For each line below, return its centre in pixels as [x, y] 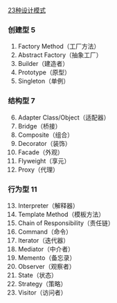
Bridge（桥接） [39, 126]
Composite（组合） [46, 135]
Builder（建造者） [43, 64]
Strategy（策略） [42, 284]
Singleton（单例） [44, 81]
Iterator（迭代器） [44, 240]
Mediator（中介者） [46, 249]
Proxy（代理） [38, 170]
